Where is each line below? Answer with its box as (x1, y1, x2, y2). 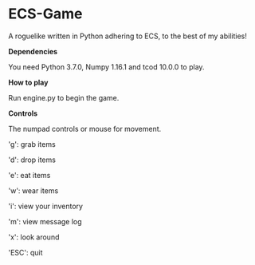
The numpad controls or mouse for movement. (8, 124, 162, 133)
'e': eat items (8, 170, 51, 180)
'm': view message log (8, 216, 82, 226)
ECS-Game (8, 5, 83, 23)
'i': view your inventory (8, 201, 84, 211)
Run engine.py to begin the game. (8, 93, 120, 102)
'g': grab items (8, 139, 56, 148)
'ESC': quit (8, 247, 43, 257)
